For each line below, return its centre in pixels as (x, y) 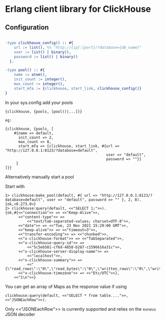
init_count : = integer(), (41, 79)
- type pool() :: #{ (25, 70)
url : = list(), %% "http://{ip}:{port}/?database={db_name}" (78, 47)
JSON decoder (20, 314)
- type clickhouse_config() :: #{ (39, 43)
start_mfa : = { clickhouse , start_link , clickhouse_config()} (78, 88)
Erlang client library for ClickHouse (78, 9)
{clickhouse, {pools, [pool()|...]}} (44, 111)
